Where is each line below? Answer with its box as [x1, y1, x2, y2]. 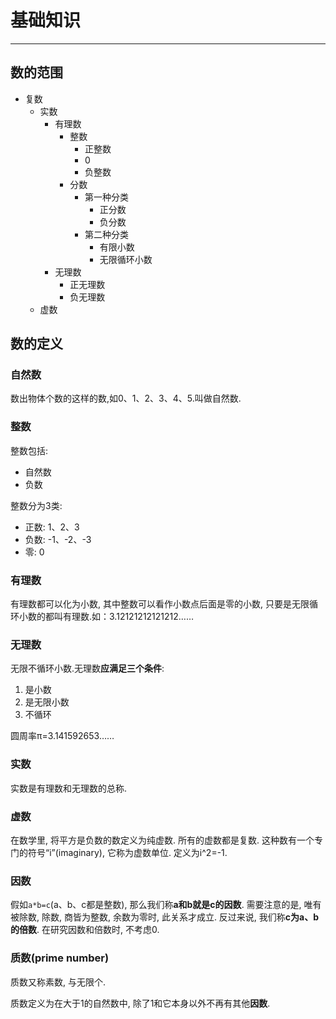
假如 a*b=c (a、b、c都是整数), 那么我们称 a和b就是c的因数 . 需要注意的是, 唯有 [10, 899, 322, 911]
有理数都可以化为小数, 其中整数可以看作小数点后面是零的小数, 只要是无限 [10, 598, 310, 610]
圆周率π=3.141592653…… [10, 730, 115, 742]
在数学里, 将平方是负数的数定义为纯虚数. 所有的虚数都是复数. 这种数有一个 [10, 834, 315, 846]
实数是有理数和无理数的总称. [10, 782, 128, 794]
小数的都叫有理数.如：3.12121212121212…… [18, 611, 195, 623]
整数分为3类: [10, 499, 63, 511]
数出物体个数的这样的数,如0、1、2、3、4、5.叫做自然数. [10, 392, 242, 405]
